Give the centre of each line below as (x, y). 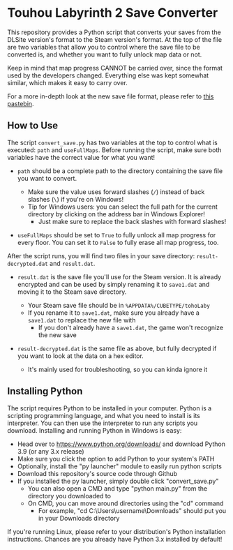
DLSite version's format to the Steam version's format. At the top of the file (114, 39)
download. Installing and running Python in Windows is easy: (95, 430)
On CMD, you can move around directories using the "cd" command (126, 503)
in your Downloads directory (79, 518)
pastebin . (21, 103)
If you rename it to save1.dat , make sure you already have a (114, 313)
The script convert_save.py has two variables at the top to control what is (112, 142)
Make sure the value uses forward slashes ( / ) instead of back (116, 192)
